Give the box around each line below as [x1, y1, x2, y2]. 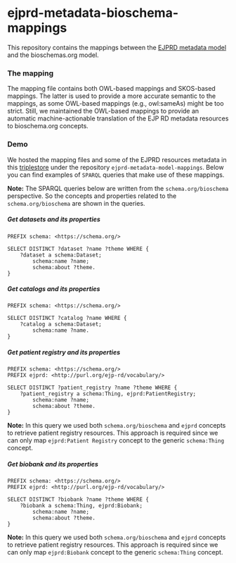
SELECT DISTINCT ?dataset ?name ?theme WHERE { [7, 245, 150, 252]
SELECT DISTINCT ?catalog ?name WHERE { [7, 315, 128, 322]
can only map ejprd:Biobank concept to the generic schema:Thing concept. [7, 548, 223, 557]
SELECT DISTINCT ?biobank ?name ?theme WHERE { [7, 496, 150, 503]
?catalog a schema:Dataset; [20, 321, 102, 328]
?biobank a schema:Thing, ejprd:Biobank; [20, 502, 143, 509]
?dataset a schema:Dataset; [20, 252, 102, 259]
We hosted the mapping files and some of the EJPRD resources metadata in [7, 155, 227, 163]
